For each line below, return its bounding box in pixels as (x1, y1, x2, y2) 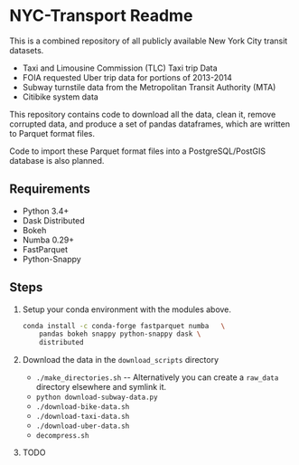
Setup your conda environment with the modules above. (22, 304, 232, 315)
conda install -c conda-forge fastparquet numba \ (22, 321, 226, 330)
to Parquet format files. (9, 128, 95, 138)
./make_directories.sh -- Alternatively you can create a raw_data (35, 372, 279, 383)
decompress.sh (35, 432, 89, 441)
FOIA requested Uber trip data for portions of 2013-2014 (22, 71, 233, 82)
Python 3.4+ (22, 205, 70, 216)
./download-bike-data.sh (35, 403, 130, 412)
